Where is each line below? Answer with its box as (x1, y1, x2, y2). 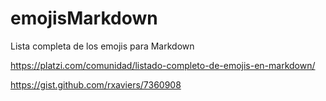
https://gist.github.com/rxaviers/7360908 (10, 78, 182, 91)
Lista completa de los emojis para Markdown (10, 40, 195, 52)
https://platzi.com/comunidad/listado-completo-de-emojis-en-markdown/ (10, 59, 316, 71)
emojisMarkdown (10, 7, 158, 30)
